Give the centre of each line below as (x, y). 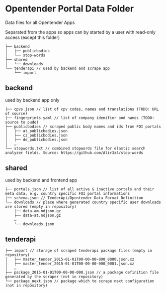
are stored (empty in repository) (41, 207)
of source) (16, 113)
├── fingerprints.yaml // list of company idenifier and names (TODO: (80, 118)
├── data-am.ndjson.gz (38, 211)
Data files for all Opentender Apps (40, 22)
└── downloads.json (34, 224)
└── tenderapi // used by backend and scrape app (58, 68)
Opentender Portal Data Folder (70, 9)
